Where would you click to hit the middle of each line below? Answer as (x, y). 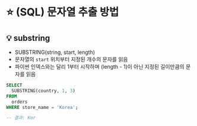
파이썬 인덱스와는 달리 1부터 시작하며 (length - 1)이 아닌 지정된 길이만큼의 (100, 67)
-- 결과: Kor (21, 118)
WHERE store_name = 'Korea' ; (42, 107)
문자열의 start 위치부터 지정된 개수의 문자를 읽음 (71, 59)
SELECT (14, 85)
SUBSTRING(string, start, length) (55, 52)
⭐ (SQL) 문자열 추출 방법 (63, 12)
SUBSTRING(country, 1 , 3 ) (44, 91)
